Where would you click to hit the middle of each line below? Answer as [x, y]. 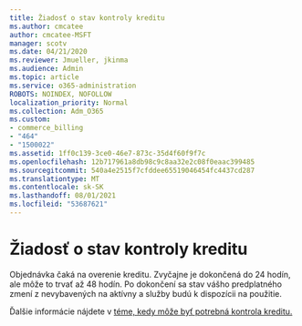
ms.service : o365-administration [73, 86]
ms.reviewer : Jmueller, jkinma [69, 60]
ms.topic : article [44, 77]
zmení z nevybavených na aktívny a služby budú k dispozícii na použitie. [146, 293]
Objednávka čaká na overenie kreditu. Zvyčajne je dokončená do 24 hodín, [150, 274]
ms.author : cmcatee [47, 26]
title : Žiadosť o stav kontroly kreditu [88, 18]
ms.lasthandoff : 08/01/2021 [63, 196]
